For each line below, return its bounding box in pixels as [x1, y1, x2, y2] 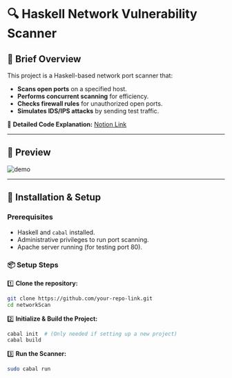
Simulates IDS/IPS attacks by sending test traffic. [17, 107, 159, 115]
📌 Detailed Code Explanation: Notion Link [7, 120, 127, 129]
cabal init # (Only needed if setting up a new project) [7, 330, 177, 337]
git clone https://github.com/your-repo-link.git [7, 295, 153, 302]
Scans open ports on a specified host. [17, 85, 128, 93]
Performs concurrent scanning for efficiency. [17, 92, 149, 100]
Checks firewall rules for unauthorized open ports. [17, 100, 163, 108]
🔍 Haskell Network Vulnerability [7, 6, 198, 22]
